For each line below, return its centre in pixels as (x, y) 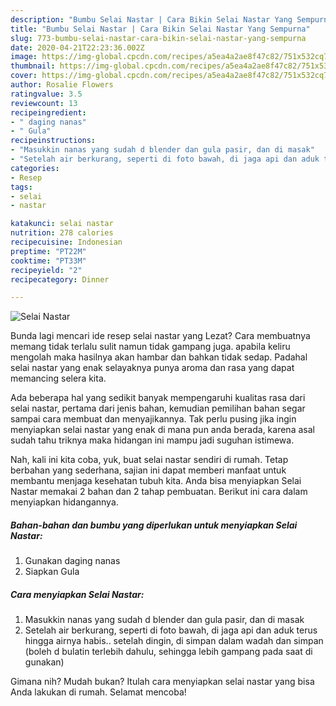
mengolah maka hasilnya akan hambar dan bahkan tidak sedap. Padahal (159, 357)
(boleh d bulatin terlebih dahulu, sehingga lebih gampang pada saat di (168, 652)
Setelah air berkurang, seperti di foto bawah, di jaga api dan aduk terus (171, 630)
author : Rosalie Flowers (62, 85)
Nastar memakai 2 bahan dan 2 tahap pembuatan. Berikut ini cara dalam (159, 492)
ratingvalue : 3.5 (46, 94)
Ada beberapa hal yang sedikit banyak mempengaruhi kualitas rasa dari (158, 398)
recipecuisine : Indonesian (66, 242)
